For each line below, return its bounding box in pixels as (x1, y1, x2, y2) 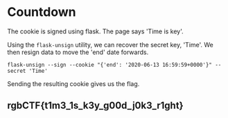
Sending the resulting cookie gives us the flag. (7, 79, 140, 87)
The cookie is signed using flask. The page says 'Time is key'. (7, 27, 184, 35)
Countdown (7, 4, 76, 20)
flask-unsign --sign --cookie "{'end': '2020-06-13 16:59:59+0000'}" (7, 61, 213, 68)
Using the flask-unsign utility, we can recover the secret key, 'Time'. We (7, 40, 213, 49)
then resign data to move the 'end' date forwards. (7, 48, 149, 56)
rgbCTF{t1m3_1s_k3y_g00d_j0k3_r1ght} (7, 100, 184, 112)
